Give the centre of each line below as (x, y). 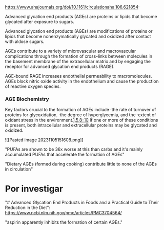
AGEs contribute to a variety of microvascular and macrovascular (71, 51)
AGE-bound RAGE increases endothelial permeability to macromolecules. (79, 76)
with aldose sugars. (25, 42)
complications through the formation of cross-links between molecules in (79, 56)
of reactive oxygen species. (33, 86)
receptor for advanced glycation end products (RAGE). (60, 66)
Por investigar (34, 189)
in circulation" (19, 169)
